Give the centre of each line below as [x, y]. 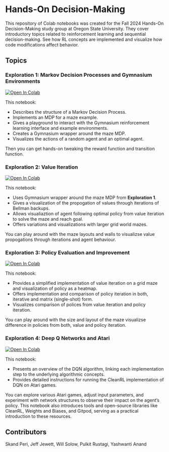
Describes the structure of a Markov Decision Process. [69, 112]
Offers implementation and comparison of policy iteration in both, [80, 294]
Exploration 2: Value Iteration [42, 167]
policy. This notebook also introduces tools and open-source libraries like [81, 406]
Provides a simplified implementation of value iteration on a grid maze [85, 283]
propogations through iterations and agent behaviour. [61, 239]
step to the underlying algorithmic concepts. [59, 374]
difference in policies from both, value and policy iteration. [66, 325]
